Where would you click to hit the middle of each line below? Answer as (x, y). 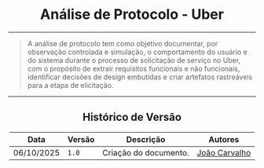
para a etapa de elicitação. (70, 85)
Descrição (146, 139)
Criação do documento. (146, 152)
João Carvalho (224, 152)
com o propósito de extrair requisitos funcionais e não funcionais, (134, 68)
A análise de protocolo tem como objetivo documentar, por (123, 43)
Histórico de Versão (132, 117)
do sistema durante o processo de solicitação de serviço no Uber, (134, 60)
